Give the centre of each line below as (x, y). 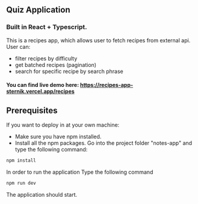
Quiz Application (38, 10)
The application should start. (42, 194)
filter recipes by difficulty (46, 58)
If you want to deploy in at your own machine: (63, 125)
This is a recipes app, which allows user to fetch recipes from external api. (98, 40)
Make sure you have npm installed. (58, 137)
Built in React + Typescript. (47, 27)
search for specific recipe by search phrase (69, 71)
